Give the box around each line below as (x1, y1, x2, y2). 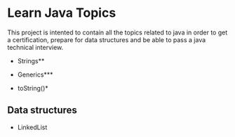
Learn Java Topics (7, 5, 116, 21)
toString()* (17, 84, 49, 92)
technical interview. (7, 43, 64, 51)
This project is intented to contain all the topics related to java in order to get (7, 28, 228, 37)
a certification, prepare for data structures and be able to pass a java (7, 35, 206, 44)
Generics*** (17, 70, 54, 79)
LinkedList (17, 123, 48, 131)
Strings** (17, 56, 45, 65)
